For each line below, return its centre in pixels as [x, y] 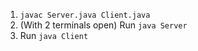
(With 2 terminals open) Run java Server [103, 25]
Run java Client [54, 35]
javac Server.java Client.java [85, 15]
